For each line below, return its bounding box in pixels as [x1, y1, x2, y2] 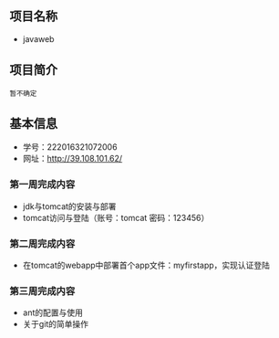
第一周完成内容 [9, 178, 76, 191]
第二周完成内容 [9, 237, 76, 249]
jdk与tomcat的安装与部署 [22, 200, 117, 212]
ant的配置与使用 [22, 307, 84, 318]
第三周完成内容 [9, 284, 76, 297]
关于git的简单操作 [22, 319, 89, 330]
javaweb [22, 33, 55, 44]
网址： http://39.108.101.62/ [22, 153, 123, 164]
